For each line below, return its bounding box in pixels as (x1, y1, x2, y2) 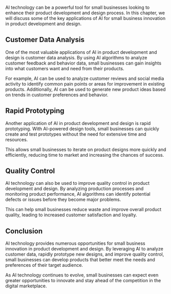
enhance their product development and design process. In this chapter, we (5, 10, 165, 16)
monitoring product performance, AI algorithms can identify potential (5, 191, 151, 197)
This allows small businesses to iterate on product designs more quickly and (5, 146, 166, 153)
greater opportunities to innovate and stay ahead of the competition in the (5, 278, 161, 284)
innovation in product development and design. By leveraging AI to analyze (5, 246, 164, 252)
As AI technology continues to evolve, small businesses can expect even (5, 272, 159, 278)
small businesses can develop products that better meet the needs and (5, 257, 155, 263)
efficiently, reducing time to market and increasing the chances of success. (5, 152, 164, 158)
